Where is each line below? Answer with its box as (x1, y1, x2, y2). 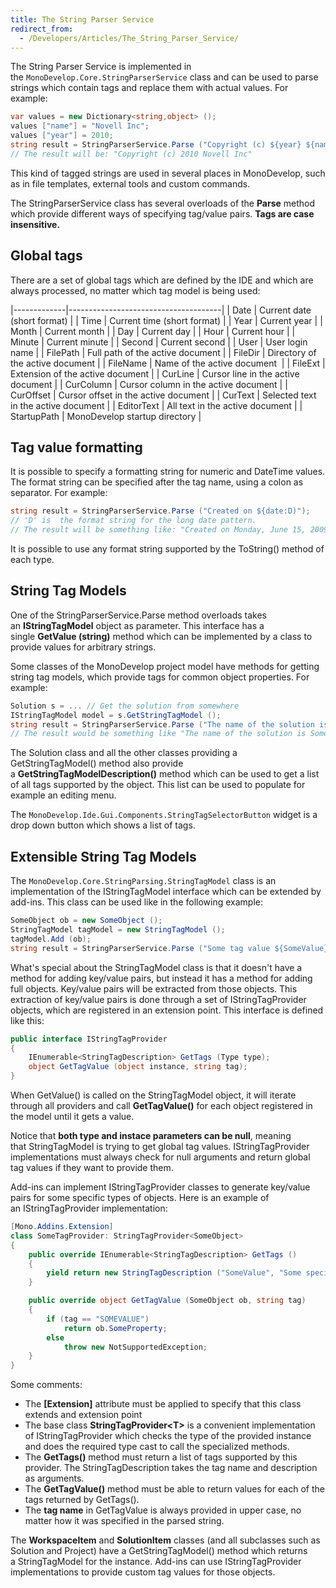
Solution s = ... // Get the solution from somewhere (10, 701, 240, 711)
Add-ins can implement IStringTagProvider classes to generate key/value (10, 1181, 311, 1193)
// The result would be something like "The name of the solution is (10, 729, 307, 739)
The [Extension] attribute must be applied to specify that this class (24, 1398, 302, 1410)
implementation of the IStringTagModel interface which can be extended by (10, 886, 322, 898)
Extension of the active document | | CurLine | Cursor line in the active (10, 367, 300, 380)
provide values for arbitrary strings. (10, 641, 157, 653)
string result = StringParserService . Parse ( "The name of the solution (10, 719, 315, 730)
